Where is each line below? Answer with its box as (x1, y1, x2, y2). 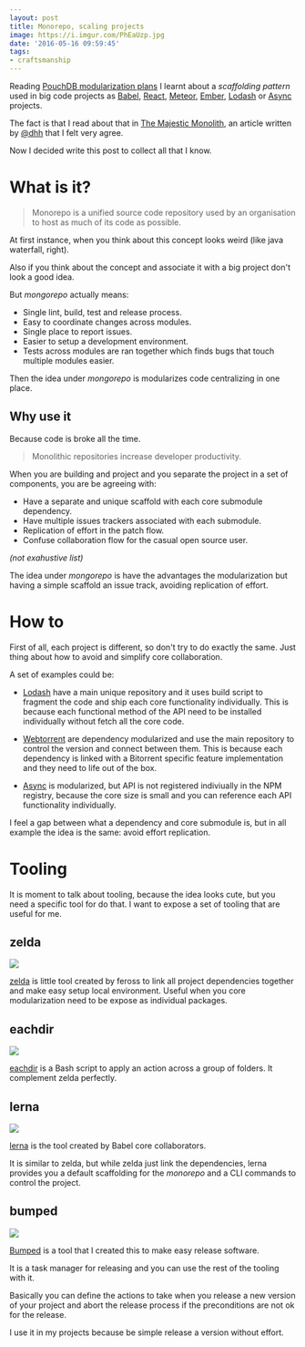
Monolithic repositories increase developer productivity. (31, 450, 242, 461)
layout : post (9, 13, 59, 23)
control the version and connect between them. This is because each (22, 743, 283, 754)
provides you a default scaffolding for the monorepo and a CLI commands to (9, 1167, 297, 1178)
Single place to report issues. (22, 325, 133, 337)
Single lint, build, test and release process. (22, 306, 182, 317)
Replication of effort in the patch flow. (22, 525, 165, 536)
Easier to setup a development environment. (22, 335, 189, 346)
